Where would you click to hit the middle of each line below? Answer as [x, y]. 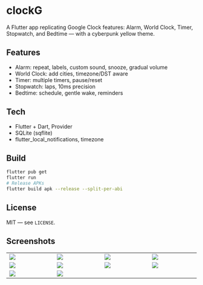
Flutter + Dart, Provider [43, 126]
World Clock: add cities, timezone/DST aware [72, 74]
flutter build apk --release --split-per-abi [64, 189]
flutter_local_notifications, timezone [59, 139]
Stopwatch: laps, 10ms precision [55, 86]
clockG [24, 11]
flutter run [21, 178]
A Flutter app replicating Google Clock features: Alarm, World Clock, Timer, [100, 27]
